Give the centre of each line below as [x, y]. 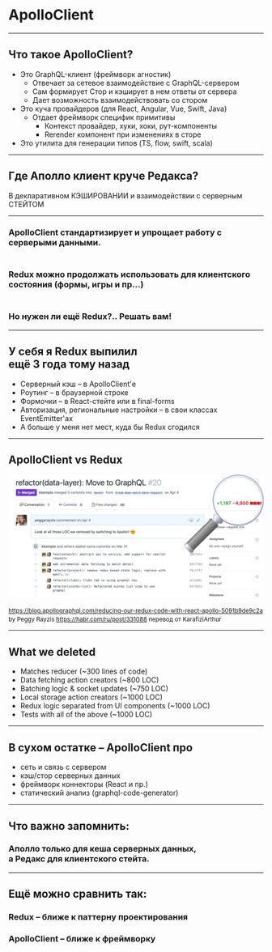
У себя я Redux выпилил [73, 352]
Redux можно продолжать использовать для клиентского [130, 274]
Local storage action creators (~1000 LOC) [91, 697]
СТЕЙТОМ [26, 204]
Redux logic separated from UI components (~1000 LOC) [115, 706]
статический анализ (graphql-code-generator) [99, 793]
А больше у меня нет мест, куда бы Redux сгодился [110, 427]
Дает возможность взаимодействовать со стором [120, 100]
